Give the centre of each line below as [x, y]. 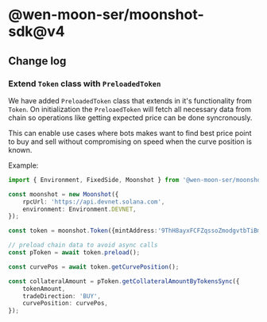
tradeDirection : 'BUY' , [62, 296]
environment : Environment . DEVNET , [79, 209]
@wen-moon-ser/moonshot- [106, 15]
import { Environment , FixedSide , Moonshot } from [94, 180]
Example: [23, 165]
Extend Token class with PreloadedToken [85, 83]
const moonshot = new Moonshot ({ [64, 194]
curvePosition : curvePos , [66, 304]
